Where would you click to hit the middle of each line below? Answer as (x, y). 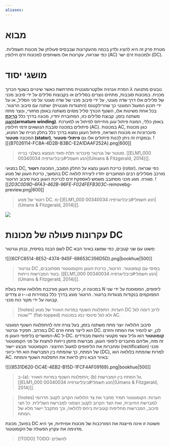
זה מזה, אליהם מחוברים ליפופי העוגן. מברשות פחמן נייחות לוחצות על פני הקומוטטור (84, 341)
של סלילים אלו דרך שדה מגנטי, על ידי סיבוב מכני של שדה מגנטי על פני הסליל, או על (85, 100)
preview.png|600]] (25, 190)
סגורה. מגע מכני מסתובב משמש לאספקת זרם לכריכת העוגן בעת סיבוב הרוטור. (80, 179)
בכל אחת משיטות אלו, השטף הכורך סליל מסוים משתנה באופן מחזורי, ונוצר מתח (81, 111)
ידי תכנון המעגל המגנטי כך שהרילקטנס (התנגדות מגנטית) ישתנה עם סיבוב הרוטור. (83, 105)
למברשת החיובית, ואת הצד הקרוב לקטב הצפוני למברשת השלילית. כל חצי (87, 403)
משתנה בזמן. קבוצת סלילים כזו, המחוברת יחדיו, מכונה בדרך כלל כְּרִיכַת (73, 116)
